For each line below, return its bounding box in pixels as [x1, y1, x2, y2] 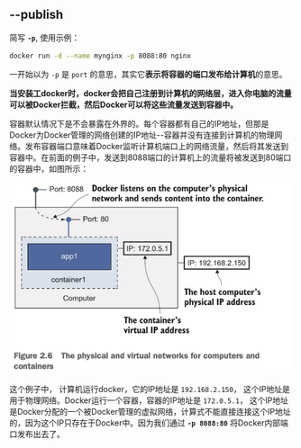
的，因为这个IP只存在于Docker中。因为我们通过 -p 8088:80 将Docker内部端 [9, 417, 288, 428]
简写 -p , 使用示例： [9, 31, 80, 43]
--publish [9, 7, 64, 22]
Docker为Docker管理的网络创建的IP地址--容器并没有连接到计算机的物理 [9, 130, 275, 140]
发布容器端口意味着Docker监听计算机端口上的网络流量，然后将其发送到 [24, 140, 289, 151]
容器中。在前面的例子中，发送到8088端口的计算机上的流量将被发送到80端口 [9, 152, 292, 163]
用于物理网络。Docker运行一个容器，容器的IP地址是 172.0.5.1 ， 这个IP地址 [9, 395, 289, 406]
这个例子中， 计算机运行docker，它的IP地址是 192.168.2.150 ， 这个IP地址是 [9, 384, 291, 395]
